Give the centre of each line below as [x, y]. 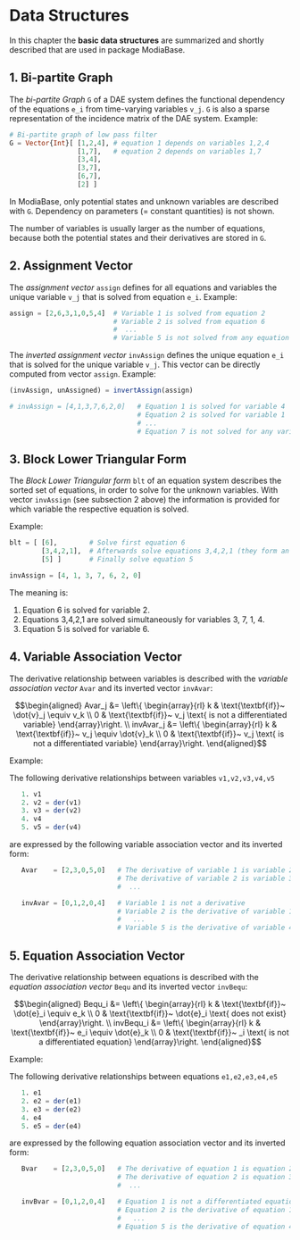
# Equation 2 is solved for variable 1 [211, 415]
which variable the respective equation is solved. [99, 509]
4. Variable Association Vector [96, 657]
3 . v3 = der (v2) [51, 811]
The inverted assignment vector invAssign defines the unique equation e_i [146, 355]
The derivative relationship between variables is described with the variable [149, 678]
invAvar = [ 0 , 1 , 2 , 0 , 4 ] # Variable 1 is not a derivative [133, 903]
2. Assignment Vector [71, 266]
